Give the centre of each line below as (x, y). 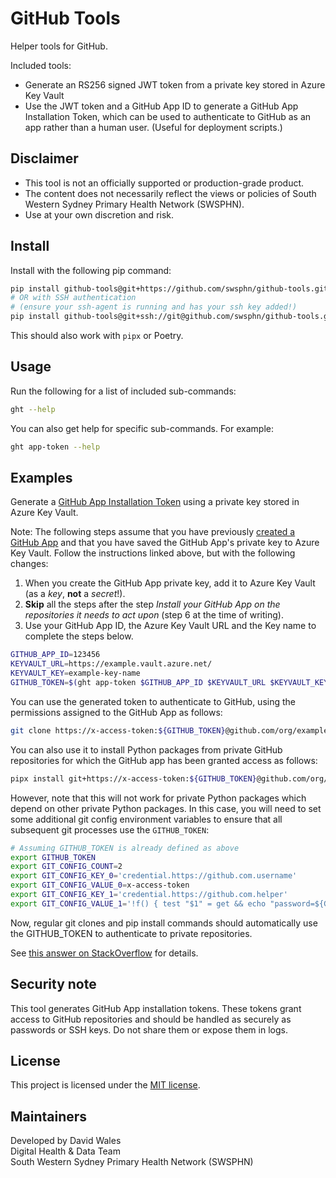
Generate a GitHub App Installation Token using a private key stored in (155, 502)
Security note (53, 984)
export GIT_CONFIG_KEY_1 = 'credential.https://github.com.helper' (149, 895)
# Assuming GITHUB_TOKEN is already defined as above (125, 848)
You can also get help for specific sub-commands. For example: (142, 428)
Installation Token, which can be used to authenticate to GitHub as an (168, 116)
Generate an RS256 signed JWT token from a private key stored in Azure (175, 84)
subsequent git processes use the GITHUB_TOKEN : (110, 829)
